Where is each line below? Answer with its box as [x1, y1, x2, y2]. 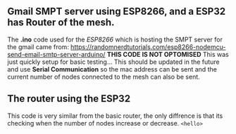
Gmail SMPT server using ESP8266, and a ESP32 [7, 6, 226, 18]
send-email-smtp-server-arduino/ [7, 50, 106, 58]
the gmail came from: [7, 42, 69, 51]
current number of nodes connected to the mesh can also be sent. [7, 72, 201, 81]
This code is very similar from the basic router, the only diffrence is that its [7, 112, 223, 120]
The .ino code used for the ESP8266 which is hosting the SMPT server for [7, 35, 223, 43]
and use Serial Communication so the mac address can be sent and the [7, 65, 217, 73]
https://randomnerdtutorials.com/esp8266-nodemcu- [70, 42, 226, 51]
